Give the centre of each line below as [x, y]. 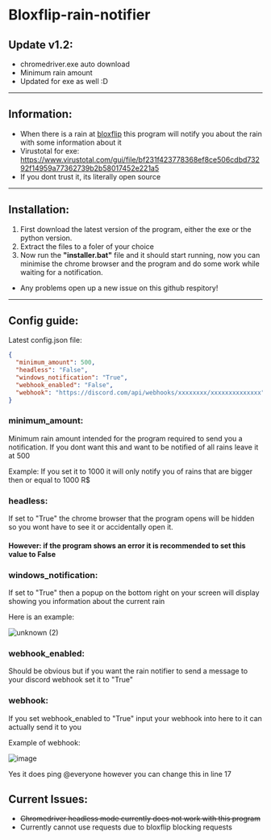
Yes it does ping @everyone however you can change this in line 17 [120, 774]
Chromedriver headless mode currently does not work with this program [140, 819]
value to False [32, 554]
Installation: [39, 210]
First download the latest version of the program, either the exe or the [135, 229]
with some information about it [71, 142]
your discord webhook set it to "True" [71, 680]
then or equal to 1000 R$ [49, 479]
